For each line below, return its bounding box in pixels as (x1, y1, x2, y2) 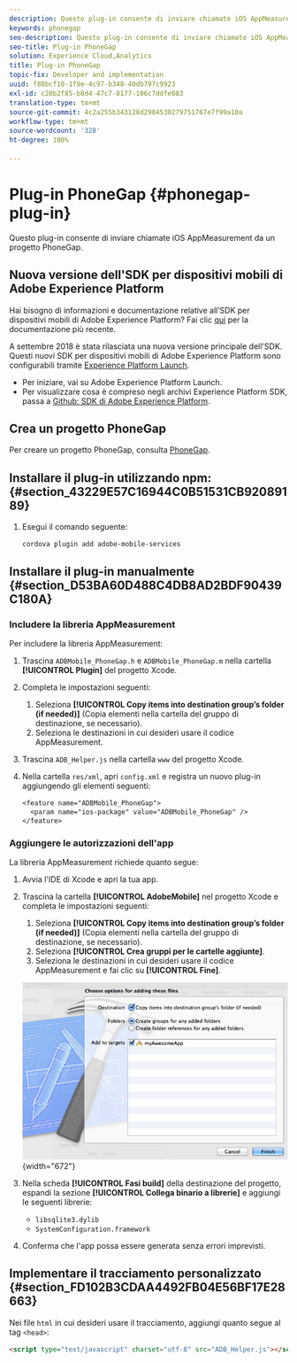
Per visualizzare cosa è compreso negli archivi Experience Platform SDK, (21, 386, 288, 397)
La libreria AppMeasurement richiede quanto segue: (9, 857, 199, 868)
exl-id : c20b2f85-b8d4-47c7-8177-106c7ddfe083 (9, 89, 184, 97)
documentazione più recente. (9, 323, 117, 334)
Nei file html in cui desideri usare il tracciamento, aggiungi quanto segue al (9, 1317, 281, 1328)
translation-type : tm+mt (9, 98, 101, 107)
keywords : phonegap (9, 23, 81, 33)
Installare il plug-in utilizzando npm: (9, 470, 212, 485)
